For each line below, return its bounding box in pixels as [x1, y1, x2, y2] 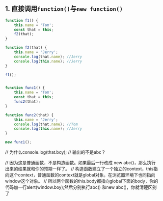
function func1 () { [5, 86, 45, 90]
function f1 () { [5, 18, 38, 23]
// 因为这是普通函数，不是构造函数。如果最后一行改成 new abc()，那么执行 [5, 160, 156, 166]
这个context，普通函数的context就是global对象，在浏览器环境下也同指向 [9, 172, 156, 178]
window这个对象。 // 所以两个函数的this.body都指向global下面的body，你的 [5, 178, 159, 184]
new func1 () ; [5, 140, 32, 145]
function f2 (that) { [5, 45, 48, 50]
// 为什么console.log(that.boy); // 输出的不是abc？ [5, 149, 106, 155]
